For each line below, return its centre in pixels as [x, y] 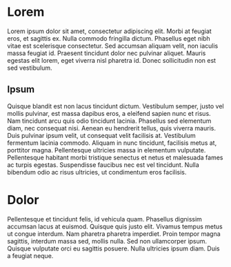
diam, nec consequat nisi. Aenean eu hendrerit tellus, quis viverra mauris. [111, 128]
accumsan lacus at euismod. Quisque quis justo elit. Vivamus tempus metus [115, 226]
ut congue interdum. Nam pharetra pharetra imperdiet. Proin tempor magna [114, 234]
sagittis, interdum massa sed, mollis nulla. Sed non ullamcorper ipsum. [107, 241]
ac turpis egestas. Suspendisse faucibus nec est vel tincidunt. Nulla [103, 165]
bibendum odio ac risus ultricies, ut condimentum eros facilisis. [97, 172]
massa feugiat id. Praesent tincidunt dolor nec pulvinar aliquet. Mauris [107, 53]
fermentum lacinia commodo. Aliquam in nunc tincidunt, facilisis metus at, [112, 143]
